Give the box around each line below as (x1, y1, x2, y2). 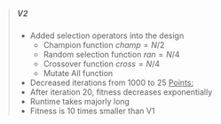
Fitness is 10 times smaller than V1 (29, 105, 155, 116)
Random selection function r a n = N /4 (43, 49, 180, 59)
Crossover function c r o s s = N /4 (43, 58, 161, 69)
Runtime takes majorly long (29, 96, 130, 106)
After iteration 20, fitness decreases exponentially (29, 86, 213, 97)
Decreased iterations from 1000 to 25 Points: (29, 77, 194, 88)
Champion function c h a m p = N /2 (43, 39, 165, 50)
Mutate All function (43, 67, 114, 78)
